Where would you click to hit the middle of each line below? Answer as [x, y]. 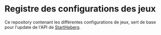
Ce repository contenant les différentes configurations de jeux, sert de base [80, 22]
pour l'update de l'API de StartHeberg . [43, 27]
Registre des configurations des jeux [80, 9]
